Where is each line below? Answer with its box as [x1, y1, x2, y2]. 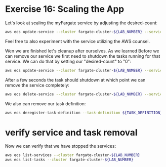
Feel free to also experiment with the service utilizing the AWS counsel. [5, 38, 150, 44]
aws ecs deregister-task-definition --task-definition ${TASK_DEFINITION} [5, 110, 163, 115]
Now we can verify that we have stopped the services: [5, 143, 116, 149]
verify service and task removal [5, 127, 138, 138]
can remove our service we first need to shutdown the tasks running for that [5, 53, 161, 59]
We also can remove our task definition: [5, 100, 86, 107]
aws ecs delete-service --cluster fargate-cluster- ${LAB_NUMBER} [5, 91, 142, 97]
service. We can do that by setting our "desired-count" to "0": [5, 58, 131, 64]
